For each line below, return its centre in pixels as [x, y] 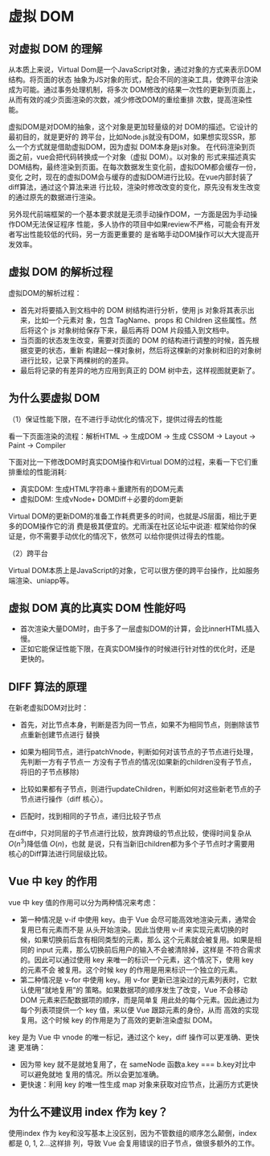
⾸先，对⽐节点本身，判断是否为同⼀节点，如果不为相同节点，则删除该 [136, 725]
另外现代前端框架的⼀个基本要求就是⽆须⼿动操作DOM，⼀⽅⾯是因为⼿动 [129, 214]
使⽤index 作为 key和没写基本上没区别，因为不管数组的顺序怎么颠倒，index [133, 1133]
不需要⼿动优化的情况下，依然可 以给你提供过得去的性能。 [132, 536]
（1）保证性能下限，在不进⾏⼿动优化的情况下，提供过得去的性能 [115, 419]
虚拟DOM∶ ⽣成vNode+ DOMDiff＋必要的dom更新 [102, 498]
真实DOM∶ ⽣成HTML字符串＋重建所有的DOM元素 [102, 489]
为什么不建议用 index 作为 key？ [88, 1112]
